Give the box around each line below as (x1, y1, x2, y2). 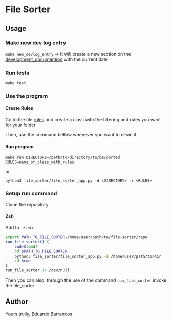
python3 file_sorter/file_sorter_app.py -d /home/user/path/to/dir (14, 254, 161, 259)
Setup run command (5, 190, 57, 197)
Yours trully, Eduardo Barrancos (5, 311, 73, 317)
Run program (5, 143, 34, 149)
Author (5, 297, 28, 306)
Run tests (5, 69, 30, 76)
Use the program (5, 93, 48, 100)
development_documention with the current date (5, 56, 109, 62)
